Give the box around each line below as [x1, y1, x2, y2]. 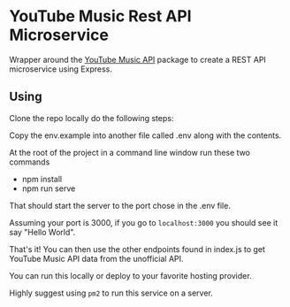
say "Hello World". [9, 226, 76, 237]
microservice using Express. [9, 64, 112, 74]
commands [9, 157, 50, 167]
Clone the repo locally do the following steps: [9, 112, 174, 123]
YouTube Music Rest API [9, 6, 192, 27]
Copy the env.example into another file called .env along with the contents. [9, 130, 282, 141]
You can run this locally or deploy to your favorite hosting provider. [9, 270, 252, 280]
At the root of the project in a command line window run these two [9, 147, 250, 157]
